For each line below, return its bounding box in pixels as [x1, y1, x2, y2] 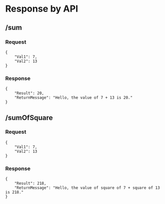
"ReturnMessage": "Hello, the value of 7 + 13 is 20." [14, 95, 133, 100]
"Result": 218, [14, 181, 47, 186]
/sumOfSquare [5, 113, 53, 122]
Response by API [5, 3, 79, 15]
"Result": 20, [14, 91, 44, 96]
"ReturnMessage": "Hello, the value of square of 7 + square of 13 [14, 185, 160, 190]
